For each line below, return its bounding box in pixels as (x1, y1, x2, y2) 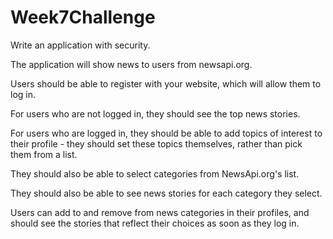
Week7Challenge (10, 6, 156, 29)
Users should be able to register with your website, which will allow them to (10, 77, 322, 90)
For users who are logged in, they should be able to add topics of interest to (10, 127, 323, 139)
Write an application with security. (10, 39, 151, 51)
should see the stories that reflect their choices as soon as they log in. (10, 217, 300, 229)
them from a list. (10, 148, 78, 160)
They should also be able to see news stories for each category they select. (10, 187, 323, 199)
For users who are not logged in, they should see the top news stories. (10, 107, 301, 120)
